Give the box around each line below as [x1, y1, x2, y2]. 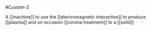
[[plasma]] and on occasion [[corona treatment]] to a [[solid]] [5, 19, 134, 25]
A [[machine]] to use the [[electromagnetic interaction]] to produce [5, 14, 146, 19]
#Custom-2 [5, 4, 30, 10]
